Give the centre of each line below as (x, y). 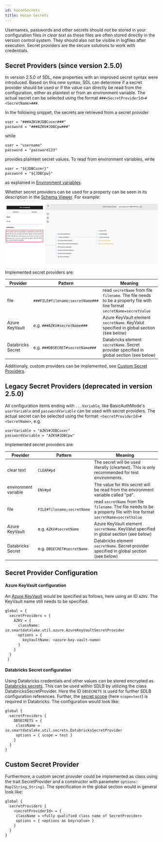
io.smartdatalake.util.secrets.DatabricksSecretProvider (64, 730)
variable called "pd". (114, 495)
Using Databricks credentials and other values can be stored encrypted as (79, 681)
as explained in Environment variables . (43, 182)
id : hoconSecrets (23, 10)
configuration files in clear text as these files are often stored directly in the (80, 35)
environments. (108, 478)
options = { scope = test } (44, 735)
